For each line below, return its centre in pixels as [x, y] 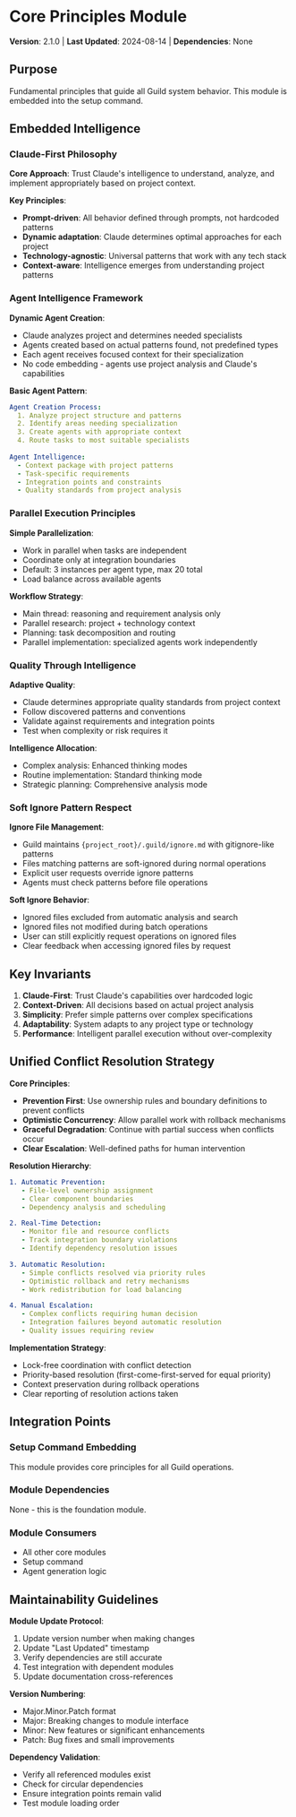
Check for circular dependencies [83, 1784]
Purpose [34, 69]
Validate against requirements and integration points [118, 721]
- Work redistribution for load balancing [101, 1289]
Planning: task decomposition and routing [99, 633]
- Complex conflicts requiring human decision [110, 1314]
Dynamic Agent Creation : [57, 318]
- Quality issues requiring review [87, 1330]
